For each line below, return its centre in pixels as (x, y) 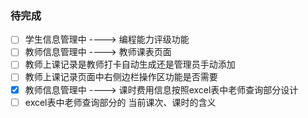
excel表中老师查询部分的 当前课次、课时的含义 (120, 102)
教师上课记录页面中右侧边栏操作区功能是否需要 (121, 77)
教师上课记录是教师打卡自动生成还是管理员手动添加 (130, 64)
